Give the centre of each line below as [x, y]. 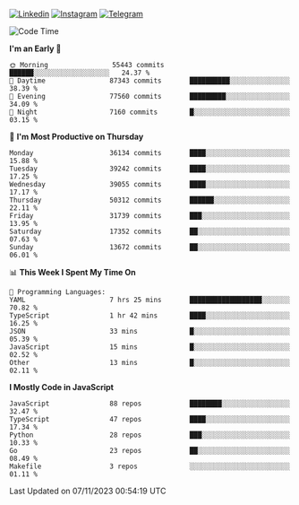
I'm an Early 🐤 [35, 48]
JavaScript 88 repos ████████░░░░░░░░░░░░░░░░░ [150, 404]
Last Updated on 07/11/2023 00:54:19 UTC [88, 491]
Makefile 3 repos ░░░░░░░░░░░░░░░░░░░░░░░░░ [150, 466]
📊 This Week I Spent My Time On [73, 272]
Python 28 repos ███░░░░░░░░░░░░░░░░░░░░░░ [150, 435]
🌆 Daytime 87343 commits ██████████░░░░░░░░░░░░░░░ [150, 81]
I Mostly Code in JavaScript [62, 387]
